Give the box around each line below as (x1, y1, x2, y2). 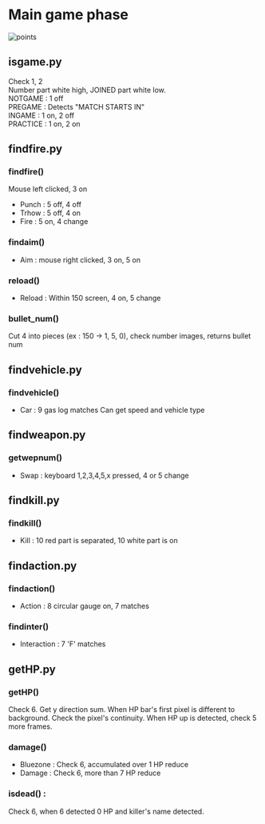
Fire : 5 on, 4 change (19, 217, 89, 226)
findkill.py (8, 494, 60, 507)
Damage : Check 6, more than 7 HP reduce (19, 768, 161, 778)
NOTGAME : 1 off (8, 94, 64, 103)
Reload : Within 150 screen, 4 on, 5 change (19, 294, 161, 303)
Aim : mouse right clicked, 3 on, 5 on (19, 254, 141, 265)
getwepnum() (8, 452, 62, 463)
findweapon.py (8, 428, 86, 442)
